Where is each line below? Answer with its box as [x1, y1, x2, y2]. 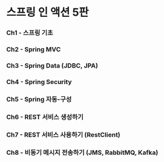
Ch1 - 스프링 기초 [6, 28, 53, 37]
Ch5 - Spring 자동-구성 [6, 95, 72, 103]
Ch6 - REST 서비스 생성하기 [6, 112, 84, 121]
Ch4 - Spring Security [6, 77, 72, 86]
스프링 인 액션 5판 [6, 5, 89, 19]
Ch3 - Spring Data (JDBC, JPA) [6, 61, 99, 70]
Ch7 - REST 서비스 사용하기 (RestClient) [6, 131, 121, 139]
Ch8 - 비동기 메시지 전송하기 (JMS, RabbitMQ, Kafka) [6, 148, 159, 157]
